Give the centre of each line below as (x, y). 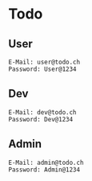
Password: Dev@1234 (41, 119)
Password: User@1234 (43, 69)
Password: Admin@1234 (44, 170)
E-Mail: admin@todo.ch (46, 162)
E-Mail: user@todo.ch (44, 62)
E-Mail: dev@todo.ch (43, 112)
